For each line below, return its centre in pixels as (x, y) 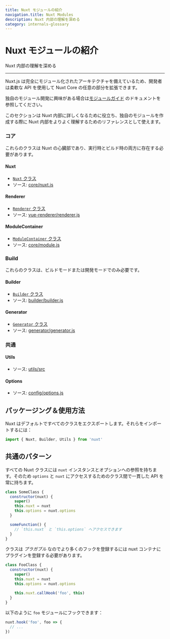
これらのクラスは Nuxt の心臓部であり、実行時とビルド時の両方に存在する (82, 148)
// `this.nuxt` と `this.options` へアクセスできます (68, 529)
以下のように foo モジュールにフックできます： (54, 613)
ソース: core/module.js (36, 245)
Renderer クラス (29, 208)
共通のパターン (28, 457)
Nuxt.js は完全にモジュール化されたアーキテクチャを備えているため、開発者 (84, 81)
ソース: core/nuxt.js (33, 184)
